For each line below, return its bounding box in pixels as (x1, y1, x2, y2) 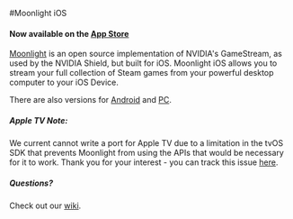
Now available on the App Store (9, 28, 129, 39)
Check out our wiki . (9, 200, 82, 211)
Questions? (9, 178, 54, 188)
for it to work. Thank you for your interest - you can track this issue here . (9, 157, 279, 168)
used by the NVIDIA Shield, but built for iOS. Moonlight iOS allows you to (9, 58, 278, 68)
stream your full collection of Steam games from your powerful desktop (9, 68, 274, 78)
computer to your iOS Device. (9, 77, 120, 88)
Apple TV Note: (9, 114, 68, 125)
